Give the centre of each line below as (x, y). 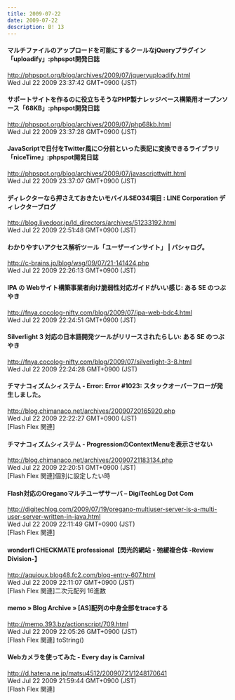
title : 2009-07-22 (34, 14)
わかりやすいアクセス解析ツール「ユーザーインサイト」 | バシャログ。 (108, 247)
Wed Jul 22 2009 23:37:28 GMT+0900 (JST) (72, 131)
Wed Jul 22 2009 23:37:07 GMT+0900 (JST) (72, 180)
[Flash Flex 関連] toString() (46, 640)
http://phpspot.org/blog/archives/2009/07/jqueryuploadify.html (99, 75)
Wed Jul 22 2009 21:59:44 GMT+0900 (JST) (72, 681)
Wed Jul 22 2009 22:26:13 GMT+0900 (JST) (72, 270)
